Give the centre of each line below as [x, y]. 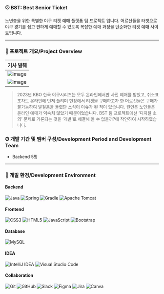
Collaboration [19, 275]
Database [15, 231]
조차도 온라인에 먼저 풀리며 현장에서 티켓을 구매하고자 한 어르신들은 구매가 [87, 101]
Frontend [15, 209]
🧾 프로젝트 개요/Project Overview [44, 51]
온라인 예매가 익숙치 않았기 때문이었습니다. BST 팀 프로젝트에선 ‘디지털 [84, 113]
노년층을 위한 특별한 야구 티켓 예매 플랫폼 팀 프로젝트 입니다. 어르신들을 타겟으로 [81, 21]
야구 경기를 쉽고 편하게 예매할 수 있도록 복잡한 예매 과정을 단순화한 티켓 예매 [77, 27]
